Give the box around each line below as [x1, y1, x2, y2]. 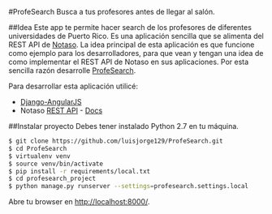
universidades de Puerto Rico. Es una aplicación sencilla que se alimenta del [8, 32, 264, 41]
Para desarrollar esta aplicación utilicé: [8, 81, 139, 91]
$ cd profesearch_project [8, 174, 96, 183]
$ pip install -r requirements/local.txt [8, 167, 151, 175]
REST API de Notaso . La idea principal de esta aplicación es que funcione [8, 40, 255, 49]
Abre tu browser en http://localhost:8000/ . [8, 197, 150, 207]
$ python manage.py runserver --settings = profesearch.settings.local [8, 182, 249, 190]
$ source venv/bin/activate [8, 160, 104, 168]
